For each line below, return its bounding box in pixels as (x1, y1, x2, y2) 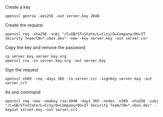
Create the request (5, 22, 43, 28)
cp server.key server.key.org (5, 54, 67, 59)
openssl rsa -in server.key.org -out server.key (5, 58, 106, 63)
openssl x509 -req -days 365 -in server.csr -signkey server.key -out (5, 76, 152, 81)
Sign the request (5, 67, 39, 72)
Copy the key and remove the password (5, 45, 86, 50)
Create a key (5, 4, 31, 10)
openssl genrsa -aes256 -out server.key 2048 (5, 14, 99, 19)
